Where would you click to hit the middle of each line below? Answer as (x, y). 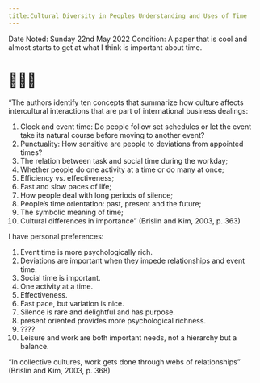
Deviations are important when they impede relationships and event (132, 260)
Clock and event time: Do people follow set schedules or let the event (136, 127)
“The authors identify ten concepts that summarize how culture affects (126, 102)
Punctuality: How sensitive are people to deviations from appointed (132, 144)
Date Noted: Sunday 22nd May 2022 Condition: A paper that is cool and (128, 39)
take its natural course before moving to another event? (112, 135)
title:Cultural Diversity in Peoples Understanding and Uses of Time (128, 16)
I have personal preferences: (56, 236)
